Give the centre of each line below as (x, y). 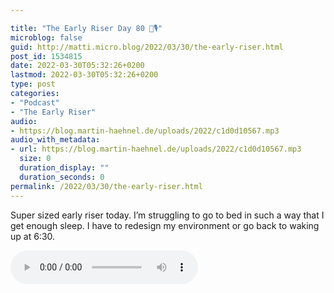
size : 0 (35, 159)
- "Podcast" (35, 102)
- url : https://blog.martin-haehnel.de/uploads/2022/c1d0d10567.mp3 (156, 149)
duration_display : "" (64, 168)
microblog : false (46, 37)
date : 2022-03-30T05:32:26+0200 (77, 66)
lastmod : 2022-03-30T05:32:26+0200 (84, 75)
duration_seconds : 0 (62, 177)
